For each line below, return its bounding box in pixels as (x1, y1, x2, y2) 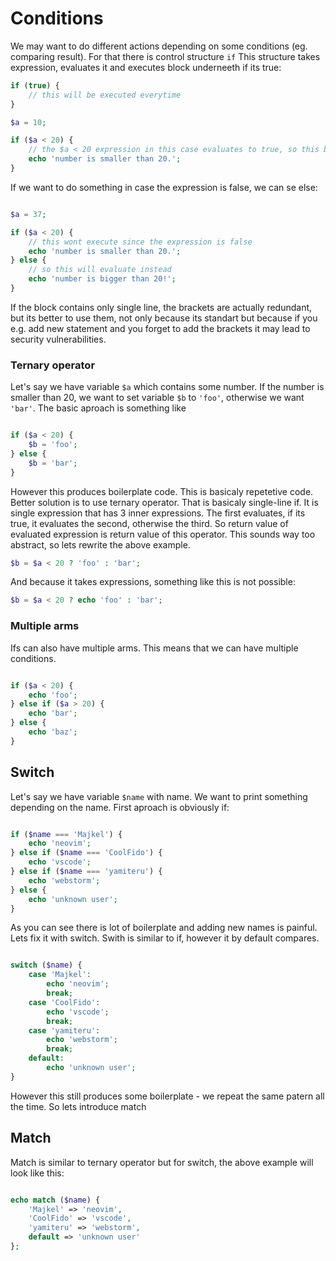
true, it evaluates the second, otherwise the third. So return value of (10, 517, 289, 529)
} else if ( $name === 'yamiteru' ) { (10, 867, 163, 877)
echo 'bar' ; (28, 708, 78, 719)
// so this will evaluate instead (28, 265, 172, 275)
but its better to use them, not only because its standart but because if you (10, 312, 318, 324)
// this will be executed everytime (28, 90, 182, 100)
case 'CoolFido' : (28, 997, 101, 1007)
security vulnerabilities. (10, 333, 107, 345)
